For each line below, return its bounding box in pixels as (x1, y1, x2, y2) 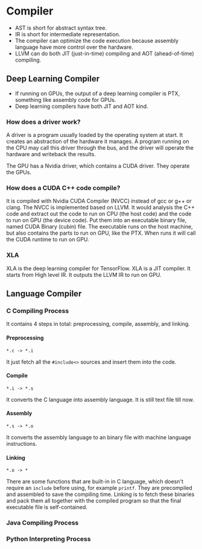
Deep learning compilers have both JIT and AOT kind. (14, 103, 149, 110)
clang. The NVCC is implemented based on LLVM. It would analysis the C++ (6, 204, 195, 211)
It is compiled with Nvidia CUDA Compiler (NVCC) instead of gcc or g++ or (6, 197, 192, 205)
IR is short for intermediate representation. (14, 30, 121, 37)
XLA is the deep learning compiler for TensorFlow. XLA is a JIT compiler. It (6, 264, 191, 272)
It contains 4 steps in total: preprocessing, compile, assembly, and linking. (6, 320, 190, 328)
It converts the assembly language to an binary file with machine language (6, 433, 191, 441)
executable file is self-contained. (6, 504, 87, 511)
